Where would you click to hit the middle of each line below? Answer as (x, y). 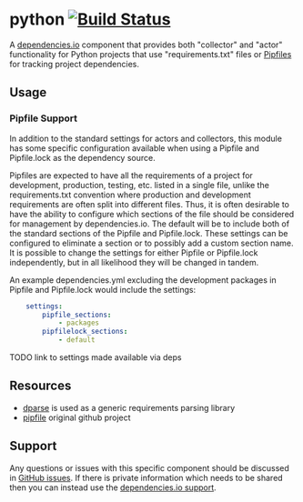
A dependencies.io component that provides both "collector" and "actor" (146, 45)
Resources (40, 386)
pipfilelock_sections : (85, 332)
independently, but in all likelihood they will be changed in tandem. (134, 262)
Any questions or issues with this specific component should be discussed (149, 467)
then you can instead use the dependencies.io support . (113, 487)
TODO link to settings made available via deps (96, 357)
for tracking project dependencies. (74, 64)
